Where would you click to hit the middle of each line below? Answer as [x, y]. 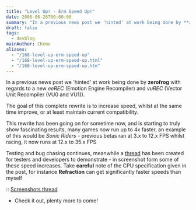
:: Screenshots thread [32, 190]
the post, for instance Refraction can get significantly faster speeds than [94, 172]
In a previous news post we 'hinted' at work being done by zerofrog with [93, 82]
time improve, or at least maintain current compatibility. [72, 112]
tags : [13, 33]
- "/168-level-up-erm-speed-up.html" [57, 60]
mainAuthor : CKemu [28, 44]
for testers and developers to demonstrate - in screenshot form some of [92, 160]
